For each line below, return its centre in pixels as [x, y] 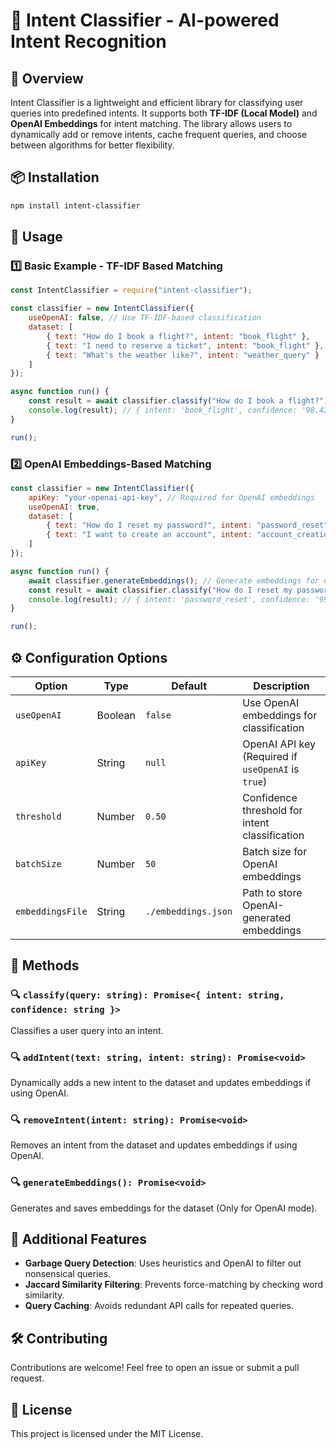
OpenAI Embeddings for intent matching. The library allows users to [151, 123]
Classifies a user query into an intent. [87, 1030]
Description [281, 686]
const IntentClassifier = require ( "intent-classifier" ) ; [131, 290]
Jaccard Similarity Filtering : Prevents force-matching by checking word [174, 1285]
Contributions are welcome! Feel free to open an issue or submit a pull [155, 1368]
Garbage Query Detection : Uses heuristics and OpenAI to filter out [163, 1263]
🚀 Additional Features [79, 1239]
